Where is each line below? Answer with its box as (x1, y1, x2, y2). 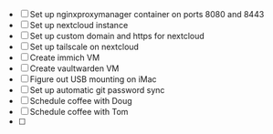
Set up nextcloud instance (29, 20, 129, 30)
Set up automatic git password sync (29, 85, 165, 95)
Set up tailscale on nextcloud (29, 41, 140, 52)
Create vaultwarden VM (29, 63, 120, 74)
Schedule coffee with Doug (29, 96, 132, 106)
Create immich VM (29, 52, 100, 63)
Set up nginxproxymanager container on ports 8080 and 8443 (29, 9, 265, 19)
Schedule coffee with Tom (29, 107, 129, 117)
